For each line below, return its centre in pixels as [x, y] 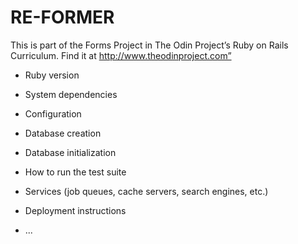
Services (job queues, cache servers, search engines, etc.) [146, 191]
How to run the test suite [75, 172]
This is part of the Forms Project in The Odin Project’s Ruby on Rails [149, 45]
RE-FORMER [62, 17]
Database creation [63, 133]
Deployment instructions [75, 210]
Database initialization [70, 152]
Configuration [53, 113]
